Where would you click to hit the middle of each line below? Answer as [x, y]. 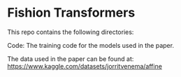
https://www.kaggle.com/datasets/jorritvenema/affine [85, 66]
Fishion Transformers [71, 13]
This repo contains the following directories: [71, 32]
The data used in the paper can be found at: [71, 59]
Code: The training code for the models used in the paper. [91, 45]
